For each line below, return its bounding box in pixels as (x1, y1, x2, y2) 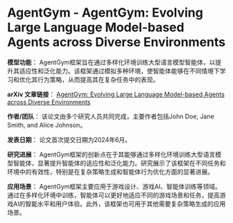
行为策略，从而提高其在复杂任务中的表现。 (37, 75, 159, 84)
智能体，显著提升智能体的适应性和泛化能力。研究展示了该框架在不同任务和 (12, 159, 226, 167)
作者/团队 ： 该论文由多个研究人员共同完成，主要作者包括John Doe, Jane (7, 112, 215, 121)
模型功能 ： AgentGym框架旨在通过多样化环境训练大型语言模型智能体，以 (7, 57, 216, 66)
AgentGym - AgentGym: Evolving (7, 5, 203, 21)
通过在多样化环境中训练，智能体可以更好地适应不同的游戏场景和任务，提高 (7, 190, 220, 199)
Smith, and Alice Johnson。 (7, 121, 87, 129)
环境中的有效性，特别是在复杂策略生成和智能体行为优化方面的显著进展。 (7, 168, 214, 176)
